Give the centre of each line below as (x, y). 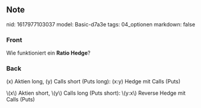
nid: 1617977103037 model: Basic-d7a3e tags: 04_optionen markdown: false (101, 24)
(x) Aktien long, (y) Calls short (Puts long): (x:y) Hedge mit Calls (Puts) (94, 82)
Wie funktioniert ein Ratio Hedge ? (48, 53)
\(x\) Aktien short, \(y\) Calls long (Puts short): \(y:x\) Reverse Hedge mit (96, 93)
